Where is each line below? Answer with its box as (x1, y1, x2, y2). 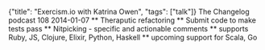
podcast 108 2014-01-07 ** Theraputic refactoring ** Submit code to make (8, 15, 256, 25)
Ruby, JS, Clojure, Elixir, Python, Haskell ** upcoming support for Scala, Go (8, 32, 258, 42)
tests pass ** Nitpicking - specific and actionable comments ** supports (8, 24, 249, 33)
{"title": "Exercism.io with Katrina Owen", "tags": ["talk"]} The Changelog (8, 7, 250, 16)
